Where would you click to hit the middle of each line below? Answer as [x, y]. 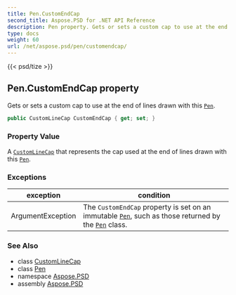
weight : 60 [23, 40]
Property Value [34, 136]
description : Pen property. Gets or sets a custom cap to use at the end [118, 27]
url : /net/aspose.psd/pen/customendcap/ [67, 46]
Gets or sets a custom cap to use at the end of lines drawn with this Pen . [111, 105]
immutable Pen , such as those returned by [152, 216]
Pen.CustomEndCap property [73, 88]
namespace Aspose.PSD [53, 276]
